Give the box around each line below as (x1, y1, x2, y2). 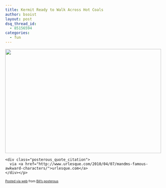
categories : (5, 30, 30, 35)
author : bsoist (5, 12, 37, 17)
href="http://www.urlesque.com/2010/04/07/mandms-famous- (25, 161, 149, 167)
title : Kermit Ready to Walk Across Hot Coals (5, 7, 104, 12)
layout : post (5, 16, 32, 21)
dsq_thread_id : (5, 21, 37, 26)
